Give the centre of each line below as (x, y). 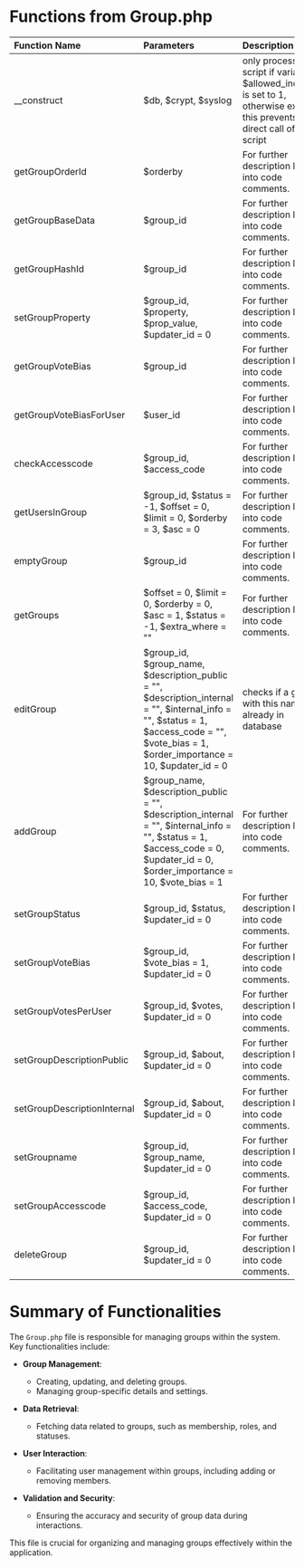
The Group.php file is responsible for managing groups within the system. (145, 1336)
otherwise (263, 106)
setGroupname (46, 1157)
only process (270, 61)
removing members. (73, 1480)
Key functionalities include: (60, 1346)
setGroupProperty (52, 317)
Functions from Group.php (111, 17)
